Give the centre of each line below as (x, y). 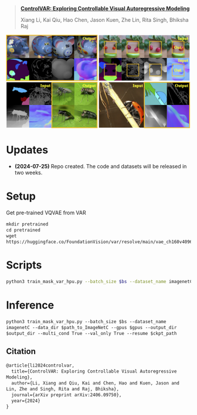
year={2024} (26, 401)
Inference (30, 305)
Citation (21, 351)
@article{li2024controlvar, (40, 366)
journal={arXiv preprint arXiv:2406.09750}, (67, 395)
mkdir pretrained (27, 224)
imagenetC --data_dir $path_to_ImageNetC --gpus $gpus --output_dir (91, 327)
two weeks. (28, 172)
